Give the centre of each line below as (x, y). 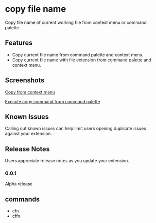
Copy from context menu (30, 92)
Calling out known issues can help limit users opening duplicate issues (76, 129)
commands (22, 199)
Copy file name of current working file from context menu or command (76, 22)
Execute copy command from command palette (53, 101)
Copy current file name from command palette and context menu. (78, 55)
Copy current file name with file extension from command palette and (82, 60)
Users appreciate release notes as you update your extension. (67, 161)
